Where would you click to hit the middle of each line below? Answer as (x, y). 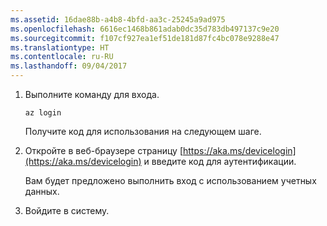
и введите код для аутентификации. (220, 161)
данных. (42, 191)
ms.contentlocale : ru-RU (62, 57)
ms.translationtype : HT (60, 47)
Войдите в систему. (67, 210)
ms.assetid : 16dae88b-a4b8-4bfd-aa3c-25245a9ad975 (118, 19)
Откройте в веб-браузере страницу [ (103, 150)
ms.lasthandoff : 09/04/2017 (69, 66)
